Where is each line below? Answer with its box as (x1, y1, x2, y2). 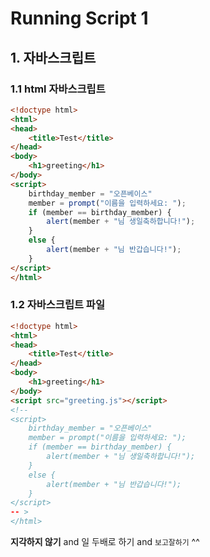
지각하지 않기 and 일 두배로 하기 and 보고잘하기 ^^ (10, 536, 200, 548)
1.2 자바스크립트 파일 (10, 298, 105, 312)
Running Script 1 (10, 7, 149, 30)
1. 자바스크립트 (10, 49, 97, 66)
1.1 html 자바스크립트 (10, 82, 106, 96)
